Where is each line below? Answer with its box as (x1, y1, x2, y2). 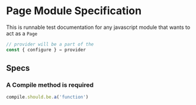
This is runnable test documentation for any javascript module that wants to (6, 24, 191, 31)
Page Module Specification (6, 4, 142, 18)
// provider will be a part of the (6, 41, 94, 47)
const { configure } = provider (6, 47, 86, 52)
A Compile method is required (6, 81, 94, 89)
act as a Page (6, 29, 38, 37)
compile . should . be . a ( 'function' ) (6, 94, 89, 100)
